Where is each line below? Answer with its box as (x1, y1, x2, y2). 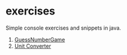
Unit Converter (14, 42, 52, 50)
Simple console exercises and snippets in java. (5, 24, 122, 31)
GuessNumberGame (14, 36, 66, 43)
